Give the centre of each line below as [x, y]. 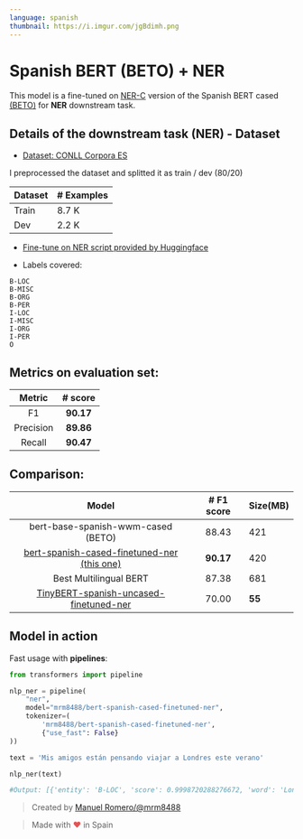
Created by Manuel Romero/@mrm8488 [106, 807]
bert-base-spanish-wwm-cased [101, 527]
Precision [34, 428]
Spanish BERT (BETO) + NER [117, 71]
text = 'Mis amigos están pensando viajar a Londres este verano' [137, 758]
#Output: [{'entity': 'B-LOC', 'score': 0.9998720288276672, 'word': [143, 790]
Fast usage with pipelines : [59, 658]
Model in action [54, 636]
